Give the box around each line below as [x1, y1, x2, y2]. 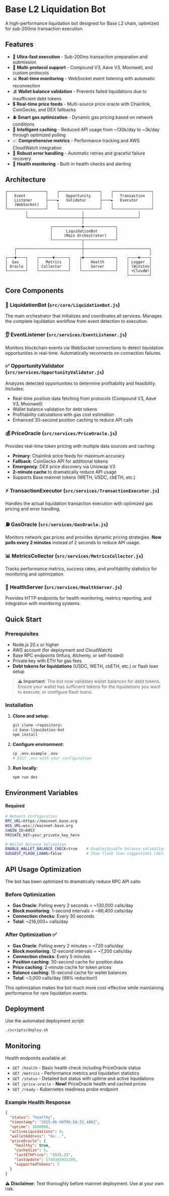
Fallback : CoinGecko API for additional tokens [12, 458, 108, 465]
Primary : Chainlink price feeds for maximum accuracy [12, 453, 125, 459]
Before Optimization [5, 891, 55, 898]
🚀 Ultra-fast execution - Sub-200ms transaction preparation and [12, 53, 148, 60]
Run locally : [12, 765, 38, 771]
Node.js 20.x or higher [12, 642, 59, 648]
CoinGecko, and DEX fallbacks [12, 106, 76, 112]
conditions [12, 121, 35, 127]
